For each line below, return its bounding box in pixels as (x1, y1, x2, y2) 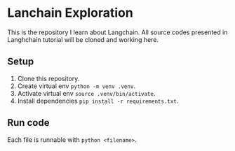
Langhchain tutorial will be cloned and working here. (7, 35, 159, 43)
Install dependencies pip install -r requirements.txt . (17, 96, 179, 105)
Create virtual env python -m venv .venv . (17, 82, 135, 90)
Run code (7, 117, 50, 129)
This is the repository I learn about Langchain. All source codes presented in (7, 28, 228, 36)
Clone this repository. (17, 74, 80, 82)
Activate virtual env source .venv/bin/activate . (17, 89, 156, 97)
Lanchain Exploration (7, 5, 133, 21)
